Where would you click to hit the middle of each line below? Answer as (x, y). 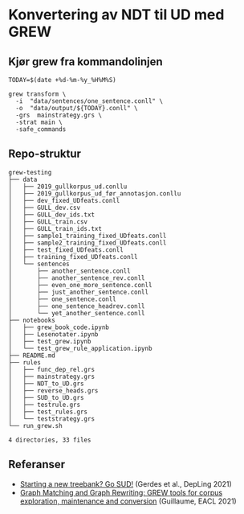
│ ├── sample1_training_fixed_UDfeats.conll (87, 236)
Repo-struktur (45, 154)
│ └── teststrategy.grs (51, 419)
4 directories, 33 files (50, 440)
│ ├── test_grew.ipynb (50, 341)
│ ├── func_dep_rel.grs (51, 369)
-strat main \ (39, 122)
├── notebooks (32, 320)
